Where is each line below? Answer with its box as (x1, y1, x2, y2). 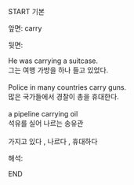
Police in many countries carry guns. (8, 83, 127, 92)
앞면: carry (8, 24, 42, 33)
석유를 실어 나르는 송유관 (8, 119, 84, 128)
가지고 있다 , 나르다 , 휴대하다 (8, 137, 98, 146)
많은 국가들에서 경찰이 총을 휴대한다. (8, 92, 119, 101)
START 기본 (8, 7, 45, 16)
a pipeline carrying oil (8, 109, 78, 118)
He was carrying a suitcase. (8, 56, 99, 65)
